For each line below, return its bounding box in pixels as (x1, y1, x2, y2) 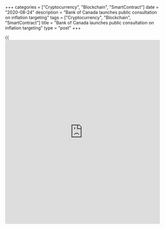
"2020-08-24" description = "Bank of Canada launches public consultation (5, 9, 157, 15)
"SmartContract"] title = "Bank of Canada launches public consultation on (5, 20, 154, 25)
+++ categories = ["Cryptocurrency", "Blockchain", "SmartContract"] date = (5, 4, 159, 10)
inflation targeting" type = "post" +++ (5, 25, 81, 31)
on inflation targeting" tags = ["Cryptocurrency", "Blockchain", (5, 15, 131, 20)
